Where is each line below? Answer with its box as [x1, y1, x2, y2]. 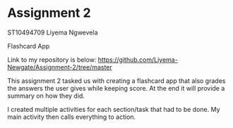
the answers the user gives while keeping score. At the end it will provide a [7, 84, 225, 92]
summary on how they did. [7, 91, 85, 100]
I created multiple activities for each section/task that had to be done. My [7, 105, 220, 113]
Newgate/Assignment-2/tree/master [7, 63, 113, 71]
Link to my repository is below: [7, 55, 97, 64]
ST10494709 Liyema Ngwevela [7, 28, 98, 37]
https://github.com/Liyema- [97, 55, 178, 64]
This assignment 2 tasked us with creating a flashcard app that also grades [7, 76, 226, 85]
